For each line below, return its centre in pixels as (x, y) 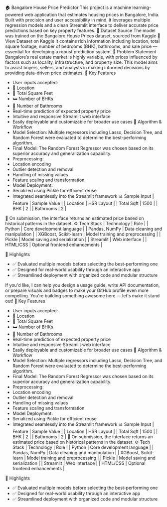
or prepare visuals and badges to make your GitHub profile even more (77, 290)
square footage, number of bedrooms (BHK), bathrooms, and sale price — (81, 46)
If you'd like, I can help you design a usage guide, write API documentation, (83, 285)
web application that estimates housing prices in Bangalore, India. (92, 15)
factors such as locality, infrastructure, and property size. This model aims (82, 62)
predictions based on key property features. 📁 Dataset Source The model (80, 30)
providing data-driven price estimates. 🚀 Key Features (61, 73)
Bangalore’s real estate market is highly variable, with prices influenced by (82, 57)
